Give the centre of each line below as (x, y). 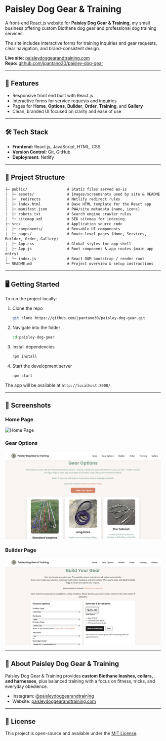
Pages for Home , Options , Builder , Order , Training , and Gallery (78, 106)
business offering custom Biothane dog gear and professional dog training (81, 28)
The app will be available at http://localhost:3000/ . (59, 385)
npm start (22, 376)
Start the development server (42, 366)
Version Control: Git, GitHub (41, 152)
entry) (12, 254)
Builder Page (21, 550)
